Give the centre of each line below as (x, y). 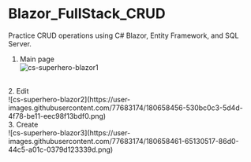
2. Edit (19, 90)
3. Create (23, 124)
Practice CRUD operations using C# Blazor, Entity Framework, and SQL (124, 35)
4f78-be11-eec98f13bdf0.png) (57, 116)
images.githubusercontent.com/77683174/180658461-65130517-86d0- (124, 141)
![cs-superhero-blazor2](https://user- (69, 99)
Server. (20, 43)
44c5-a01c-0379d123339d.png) (61, 149)
